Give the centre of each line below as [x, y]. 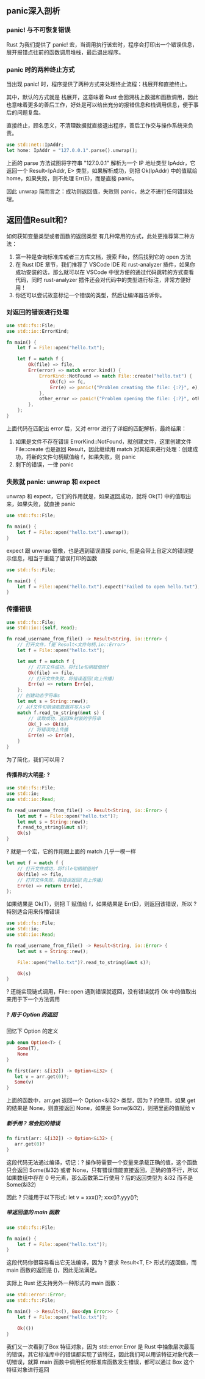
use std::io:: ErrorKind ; [38, 331]
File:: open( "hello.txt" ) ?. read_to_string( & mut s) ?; [84, 962]
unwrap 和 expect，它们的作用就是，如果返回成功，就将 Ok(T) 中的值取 [96, 496]
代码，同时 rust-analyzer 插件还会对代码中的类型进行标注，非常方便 [100, 279]
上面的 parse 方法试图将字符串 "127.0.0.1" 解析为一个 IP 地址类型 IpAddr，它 [101, 163]
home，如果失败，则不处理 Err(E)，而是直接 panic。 [72, 178]
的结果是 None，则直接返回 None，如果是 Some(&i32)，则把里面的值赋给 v [101, 1108]
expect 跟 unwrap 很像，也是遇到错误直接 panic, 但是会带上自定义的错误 [97, 550]
